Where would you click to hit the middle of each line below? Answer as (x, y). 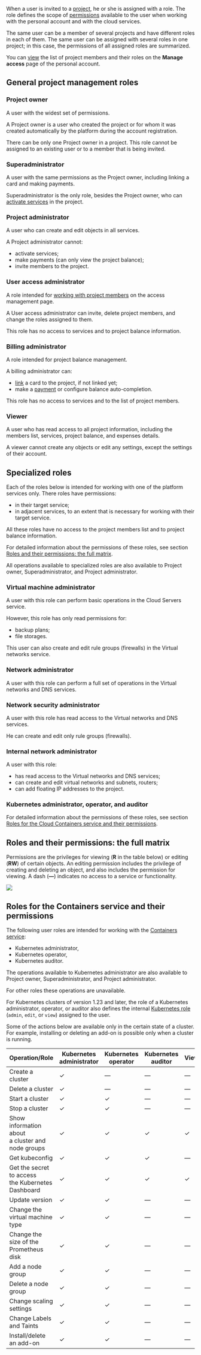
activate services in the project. (45, 202)
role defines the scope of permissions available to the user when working (97, 15)
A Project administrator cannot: (45, 242)
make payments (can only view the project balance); (80, 260)
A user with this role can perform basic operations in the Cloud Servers (94, 600)
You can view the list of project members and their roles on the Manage (95, 57)
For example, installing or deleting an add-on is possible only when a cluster (100, 1033)
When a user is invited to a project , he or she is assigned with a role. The (96, 9)
